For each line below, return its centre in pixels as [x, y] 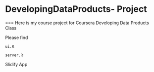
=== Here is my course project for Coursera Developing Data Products [77, 23]
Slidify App [16, 64]
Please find [17, 37]
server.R [14, 55]
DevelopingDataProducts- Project [76, 9]
